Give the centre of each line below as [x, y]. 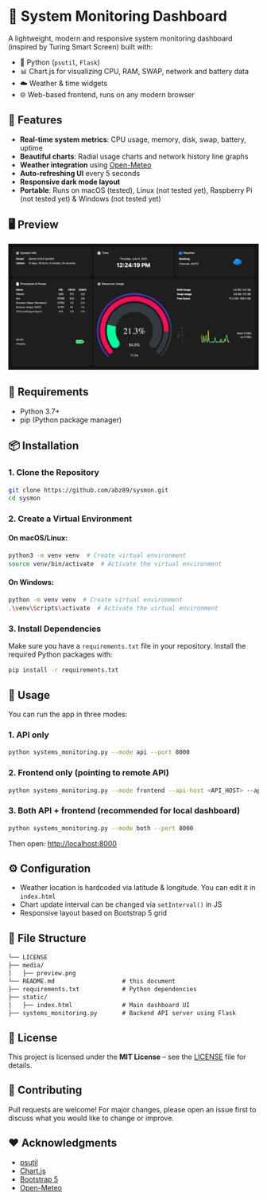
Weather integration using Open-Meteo [85, 165]
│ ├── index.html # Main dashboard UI [99, 1006]
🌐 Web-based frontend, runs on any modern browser [107, 94]
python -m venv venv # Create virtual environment [95, 600]
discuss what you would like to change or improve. [91, 1118]
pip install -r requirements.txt [64, 670]
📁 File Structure [47, 938]
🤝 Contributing [45, 1090]
